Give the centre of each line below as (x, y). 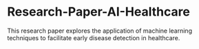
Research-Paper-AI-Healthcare (99, 12)
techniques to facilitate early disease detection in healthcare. (94, 37)
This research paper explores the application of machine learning (100, 31)
